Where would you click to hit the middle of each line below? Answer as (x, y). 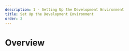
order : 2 (14, 18)
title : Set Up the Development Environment (50, 14)
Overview (25, 42)
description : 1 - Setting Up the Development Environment (64, 9)
